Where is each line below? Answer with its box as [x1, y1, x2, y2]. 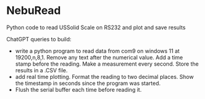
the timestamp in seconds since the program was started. [15, 80, 161, 87]
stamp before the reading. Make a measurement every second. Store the [15, 60, 199, 67]
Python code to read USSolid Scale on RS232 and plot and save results [6, 24, 186, 31]
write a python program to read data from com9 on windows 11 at [15, 47, 180, 55]
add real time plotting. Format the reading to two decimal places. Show [15, 73, 194, 80]
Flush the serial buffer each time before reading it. [15, 86, 142, 93]
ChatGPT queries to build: [6, 35, 72, 43]
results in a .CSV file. [15, 66, 68, 73]
